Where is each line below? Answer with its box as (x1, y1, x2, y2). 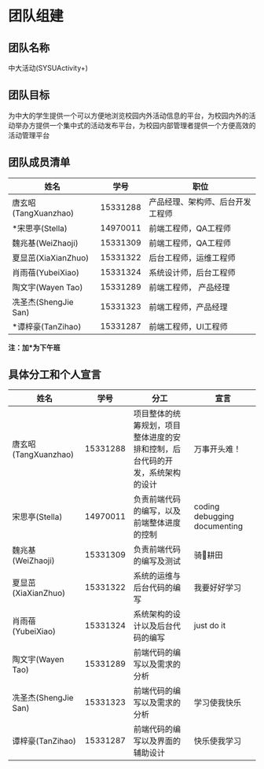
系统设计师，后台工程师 (148, 267, 236, 278)
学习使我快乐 (193, 697, 242, 708)
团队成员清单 (8, 156, 71, 169)
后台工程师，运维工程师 (148, 252, 236, 263)
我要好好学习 (193, 583, 242, 594)
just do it (193, 620, 226, 631)
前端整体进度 (133, 517, 181, 528)
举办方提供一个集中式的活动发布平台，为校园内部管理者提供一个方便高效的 (14, 120, 256, 130)
